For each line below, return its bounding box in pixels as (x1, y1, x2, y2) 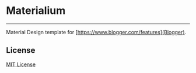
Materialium (6, 4, 66, 17)
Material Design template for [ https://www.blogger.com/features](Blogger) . (6, 28, 187, 35)
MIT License (6, 61, 36, 68)
